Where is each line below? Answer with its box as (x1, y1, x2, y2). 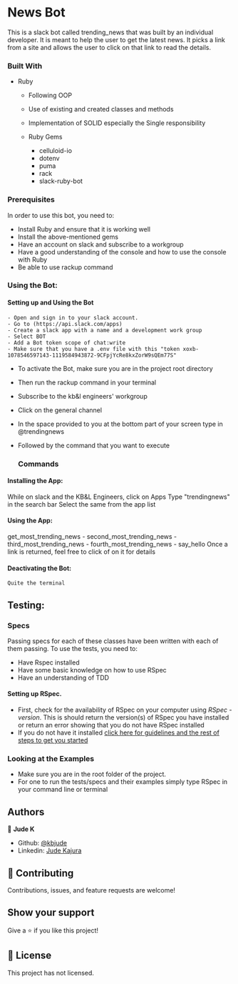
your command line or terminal (17, 785, 108, 794)
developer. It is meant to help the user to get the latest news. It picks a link (7, 35, 226, 44)
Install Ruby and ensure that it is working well (17, 224, 151, 233)
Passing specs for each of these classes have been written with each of (7, 637, 219, 645)
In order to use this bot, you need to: (7, 211, 115, 219)
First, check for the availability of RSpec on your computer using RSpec (17, 705, 228, 715)
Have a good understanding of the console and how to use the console (17, 247, 227, 256)
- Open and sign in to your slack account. (7, 314, 139, 322)
